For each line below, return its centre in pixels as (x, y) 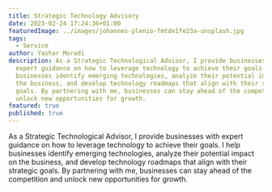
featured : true (34, 106)
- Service (32, 46)
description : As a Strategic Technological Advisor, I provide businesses (137, 61)
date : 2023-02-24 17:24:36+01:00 (65, 23)
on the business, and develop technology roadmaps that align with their (128, 162)
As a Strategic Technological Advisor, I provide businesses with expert (126, 136)
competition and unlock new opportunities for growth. (98, 179)
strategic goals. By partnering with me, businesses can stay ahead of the (130, 171)
